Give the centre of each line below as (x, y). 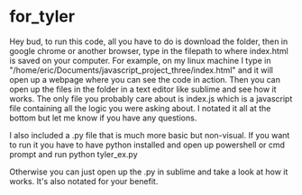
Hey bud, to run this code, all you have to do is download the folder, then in (149, 41)
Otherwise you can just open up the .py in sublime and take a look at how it (149, 172)
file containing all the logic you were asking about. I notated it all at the (140, 108)
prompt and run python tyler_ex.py (73, 154)
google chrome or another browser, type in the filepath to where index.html (149, 50)
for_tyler (42, 17)
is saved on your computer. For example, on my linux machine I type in (140, 60)
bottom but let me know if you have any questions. (103, 118)
